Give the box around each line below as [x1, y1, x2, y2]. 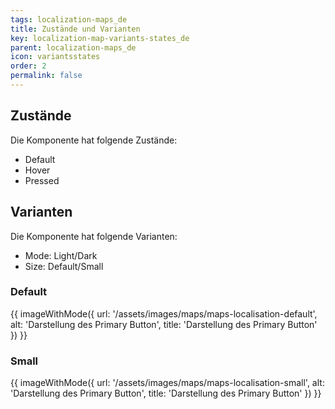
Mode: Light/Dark [24, 249, 98, 261]
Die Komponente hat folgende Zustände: [10, 134, 178, 146]
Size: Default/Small [24, 260, 104, 272]
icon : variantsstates [10, 52, 101, 62]
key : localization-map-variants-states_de [10, 33, 190, 43]
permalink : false [10, 71, 83, 81]
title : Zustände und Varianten [10, 24, 141, 34]
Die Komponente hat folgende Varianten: [10, 230, 178, 242]
